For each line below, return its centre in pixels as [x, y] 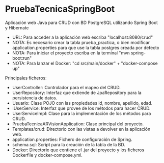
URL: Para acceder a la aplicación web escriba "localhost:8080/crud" [82, 37]
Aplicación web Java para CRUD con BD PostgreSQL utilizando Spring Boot [82, 23]
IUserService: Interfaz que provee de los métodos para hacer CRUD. [81, 108]
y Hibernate [17, 27]
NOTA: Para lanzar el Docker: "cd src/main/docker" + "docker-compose [85, 63]
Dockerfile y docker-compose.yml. [47, 155]
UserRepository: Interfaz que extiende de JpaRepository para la [77, 93]
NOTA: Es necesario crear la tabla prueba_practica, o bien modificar [81, 42]
